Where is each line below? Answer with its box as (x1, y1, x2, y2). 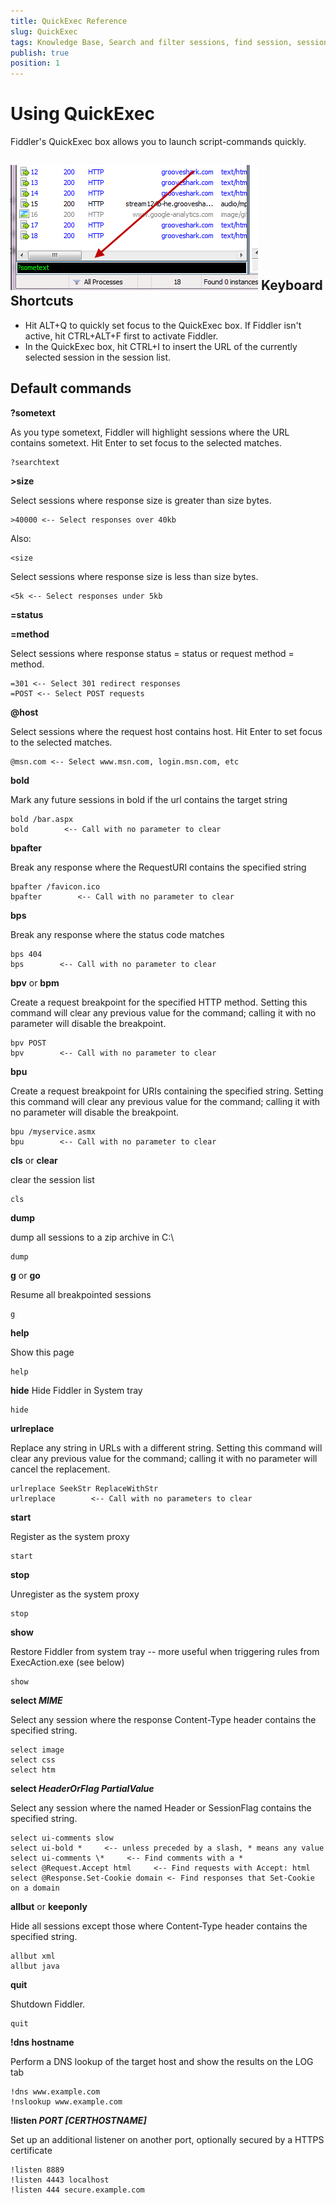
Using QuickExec (10, 103, 155, 125)
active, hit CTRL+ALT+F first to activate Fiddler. (24, 330, 219, 342)
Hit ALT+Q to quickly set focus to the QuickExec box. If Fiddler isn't (24, 319, 302, 331)
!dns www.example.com (10, 2086, 101, 2097)
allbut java (10, 1961, 60, 1971)
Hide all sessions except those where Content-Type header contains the (10, 1920, 308, 1932)
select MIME (10, 1694, 63, 1706)
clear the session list (10, 1173, 95, 1185)
